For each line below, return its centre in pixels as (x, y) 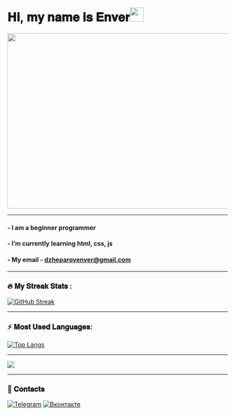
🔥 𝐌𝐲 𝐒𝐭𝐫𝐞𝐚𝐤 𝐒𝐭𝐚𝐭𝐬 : (40, 286)
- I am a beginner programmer (52, 227)
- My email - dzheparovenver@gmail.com (69, 259)
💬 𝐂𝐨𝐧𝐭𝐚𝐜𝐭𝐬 (26, 389)
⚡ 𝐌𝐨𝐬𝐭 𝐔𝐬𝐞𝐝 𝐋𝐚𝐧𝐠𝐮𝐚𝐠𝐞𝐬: (50, 327)
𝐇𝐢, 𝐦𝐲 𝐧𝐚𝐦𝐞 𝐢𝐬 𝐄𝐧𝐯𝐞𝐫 (69, 17)
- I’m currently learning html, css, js (60, 244)
